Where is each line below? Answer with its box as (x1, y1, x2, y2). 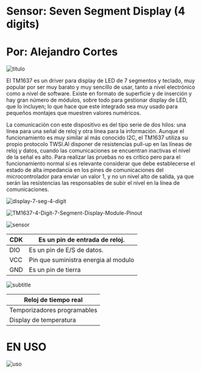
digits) (6, 17, 39, 31)
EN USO (6, 340, 47, 354)
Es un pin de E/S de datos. (29, 246, 104, 254)
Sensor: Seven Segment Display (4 (6, 4, 185, 18)
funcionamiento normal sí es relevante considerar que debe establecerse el (6, 160, 196, 167)
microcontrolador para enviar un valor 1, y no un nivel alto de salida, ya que (6, 173, 194, 180)
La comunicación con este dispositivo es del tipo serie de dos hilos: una (6, 121, 186, 128)
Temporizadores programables (9, 306, 98, 315)
